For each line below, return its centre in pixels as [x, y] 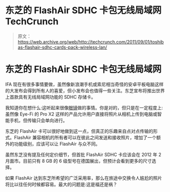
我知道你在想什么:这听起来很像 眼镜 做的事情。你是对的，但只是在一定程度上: [84, 107]
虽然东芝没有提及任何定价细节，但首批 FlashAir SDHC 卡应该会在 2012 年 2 [83, 155]
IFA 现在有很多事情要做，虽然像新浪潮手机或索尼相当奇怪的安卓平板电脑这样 [84, 84]
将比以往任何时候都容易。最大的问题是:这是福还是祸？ [61, 184]
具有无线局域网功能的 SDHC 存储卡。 [57, 97]
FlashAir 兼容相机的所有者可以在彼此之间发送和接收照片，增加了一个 [85, 137]
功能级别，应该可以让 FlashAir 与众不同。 [57, 144]
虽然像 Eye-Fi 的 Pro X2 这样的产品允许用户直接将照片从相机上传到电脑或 [81, 114]
